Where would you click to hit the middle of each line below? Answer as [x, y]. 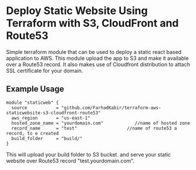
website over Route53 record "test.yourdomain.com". [70, 161]
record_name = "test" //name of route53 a [94, 128]
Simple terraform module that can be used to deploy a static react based [94, 52]
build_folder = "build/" [47, 138]
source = [35, 108]
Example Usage [35, 89]
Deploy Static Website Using [77, 11]
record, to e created [33, 133]
